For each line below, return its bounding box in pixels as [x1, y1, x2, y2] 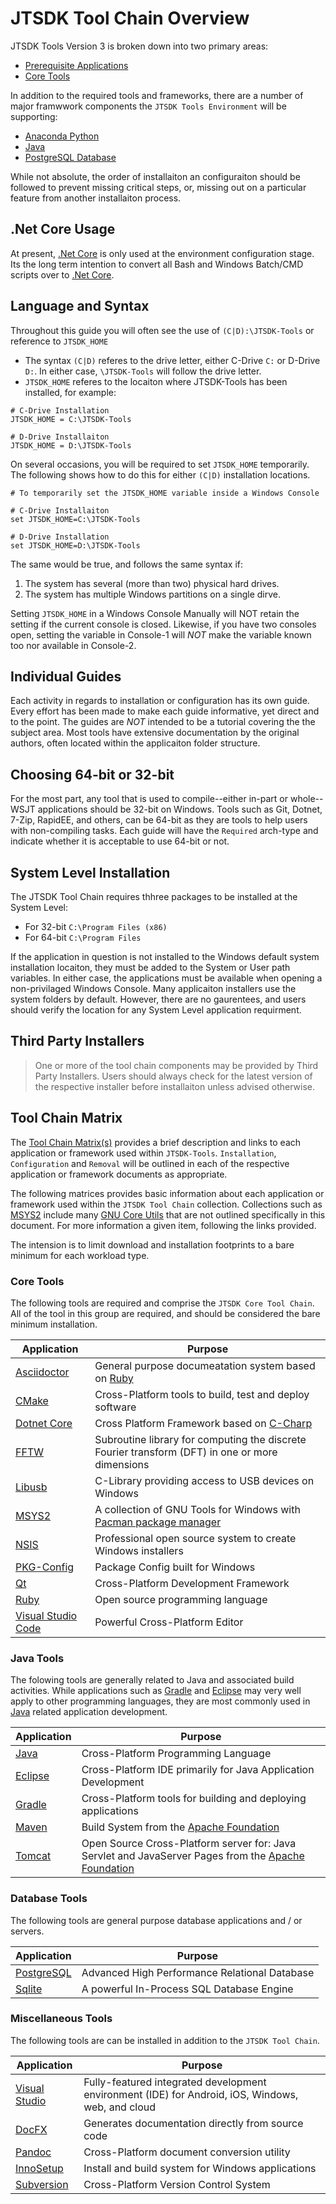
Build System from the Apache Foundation [81, 1820, 280, 1834]
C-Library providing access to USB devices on [94, 1473, 315, 1487]
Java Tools [10, 1651, 65, 1665]
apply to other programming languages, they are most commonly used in [10, 1695, 311, 1707]
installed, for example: [24, 386, 117, 398]
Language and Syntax [10, 298, 150, 315]
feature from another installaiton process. [10, 192, 182, 204]
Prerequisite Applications [24, 59, 129, 71]
